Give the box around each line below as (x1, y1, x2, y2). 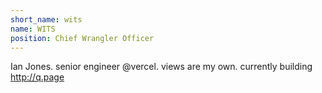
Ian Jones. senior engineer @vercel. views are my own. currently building (10, 61, 313, 73)
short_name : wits (10, 14, 83, 25)
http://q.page (10, 71, 65, 83)
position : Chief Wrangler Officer (10, 33, 155, 43)
